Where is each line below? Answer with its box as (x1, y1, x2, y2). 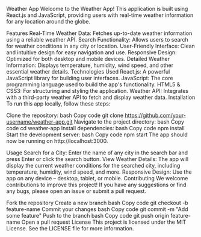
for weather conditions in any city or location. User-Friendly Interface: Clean (6, 42, 196, 49)
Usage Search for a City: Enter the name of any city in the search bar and (6, 149, 188, 156)
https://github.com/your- (125, 112, 187, 119)
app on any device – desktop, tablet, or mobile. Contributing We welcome (6, 175, 188, 182)
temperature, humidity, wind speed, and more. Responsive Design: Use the (6, 168, 192, 175)
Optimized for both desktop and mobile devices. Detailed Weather (6, 55, 170, 62)
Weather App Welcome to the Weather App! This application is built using (6, 5, 188, 12)
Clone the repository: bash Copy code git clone (6, 112, 124, 119)
